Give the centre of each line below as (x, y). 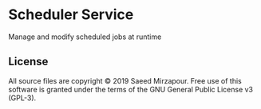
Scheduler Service (71, 15)
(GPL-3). (22, 98)
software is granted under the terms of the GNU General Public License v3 (131, 89)
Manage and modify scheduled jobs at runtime (85, 37)
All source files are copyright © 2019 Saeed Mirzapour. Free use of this (125, 80)
